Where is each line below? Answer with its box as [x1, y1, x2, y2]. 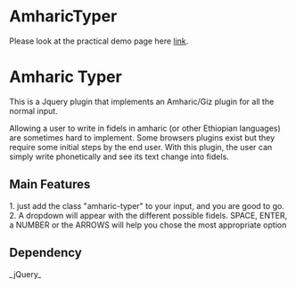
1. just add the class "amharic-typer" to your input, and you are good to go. [9, 200, 285, 211]
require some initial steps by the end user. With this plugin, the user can [9, 141, 273, 152]
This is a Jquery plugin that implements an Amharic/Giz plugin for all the [9, 96, 275, 107]
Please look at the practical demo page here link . [9, 36, 189, 46]
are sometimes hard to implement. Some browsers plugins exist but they [9, 132, 275, 143]
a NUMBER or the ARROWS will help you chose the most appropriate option [9, 220, 287, 230]
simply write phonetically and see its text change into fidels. [9, 151, 229, 162]
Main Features [9, 177, 91, 192]
